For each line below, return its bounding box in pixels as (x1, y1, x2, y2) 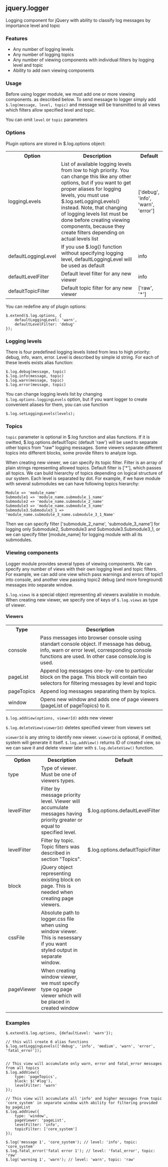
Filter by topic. (41, 837, 75, 844)
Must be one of (41, 771, 77, 778)
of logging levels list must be (61, 210, 129, 217)
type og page (41, 986, 73, 993)
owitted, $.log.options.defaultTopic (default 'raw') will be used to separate (5, 439, 158, 445)
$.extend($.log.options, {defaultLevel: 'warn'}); (5, 1031, 113, 1036)
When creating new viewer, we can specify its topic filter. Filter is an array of (5, 459, 163, 465)
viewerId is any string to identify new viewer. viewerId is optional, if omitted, (5, 734, 162, 740)
